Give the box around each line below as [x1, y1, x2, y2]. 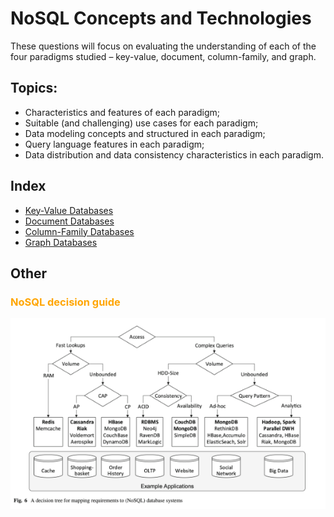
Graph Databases [24, 236, 98, 248]
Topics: [10, 80, 58, 97]
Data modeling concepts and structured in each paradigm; [24, 127, 266, 139]
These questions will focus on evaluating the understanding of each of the [10, 40, 317, 52]
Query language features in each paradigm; [24, 138, 205, 150]
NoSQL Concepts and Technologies [10, 7, 312, 30]
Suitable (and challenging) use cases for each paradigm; [24, 117, 259, 129]
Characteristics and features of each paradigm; [24, 106, 220, 118]
